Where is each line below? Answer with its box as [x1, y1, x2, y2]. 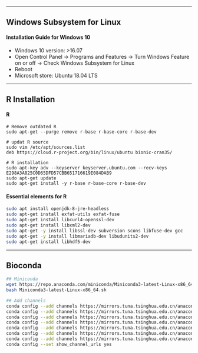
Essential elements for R [6, 192, 67, 200]
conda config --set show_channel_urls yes [6, 341, 112, 347]
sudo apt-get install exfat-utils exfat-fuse [6, 211, 120, 218]
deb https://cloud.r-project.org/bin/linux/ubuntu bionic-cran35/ [6, 149, 173, 156]
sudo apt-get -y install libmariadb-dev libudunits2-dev [6, 233, 149, 239]
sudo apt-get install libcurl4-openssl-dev [6, 217, 115, 223]
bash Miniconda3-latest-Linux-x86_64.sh [6, 287, 107, 293]
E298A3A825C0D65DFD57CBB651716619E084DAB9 [6, 170, 112, 176]
